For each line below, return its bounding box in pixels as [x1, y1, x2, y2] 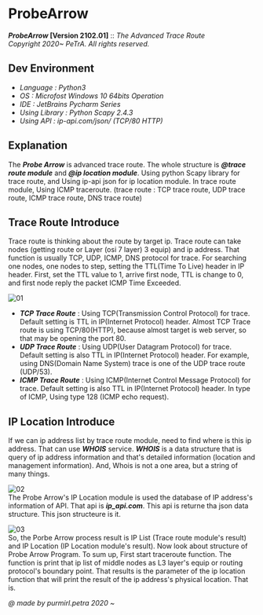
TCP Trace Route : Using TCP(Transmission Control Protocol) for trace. [19, 309, 250, 318]
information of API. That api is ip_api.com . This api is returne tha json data [8, 501, 249, 511]
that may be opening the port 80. [19, 334, 127, 343]
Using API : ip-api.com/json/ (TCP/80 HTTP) [19, 115, 163, 126]
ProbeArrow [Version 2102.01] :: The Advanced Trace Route [8, 31, 206, 40]
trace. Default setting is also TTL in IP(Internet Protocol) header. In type [19, 384, 251, 394]
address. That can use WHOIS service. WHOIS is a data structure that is [8, 445, 242, 454]
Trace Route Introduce [8, 215, 120, 229]
